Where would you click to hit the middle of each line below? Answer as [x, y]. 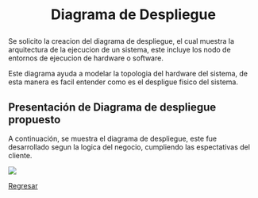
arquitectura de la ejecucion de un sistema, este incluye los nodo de [120, 50]
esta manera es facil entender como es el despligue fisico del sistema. [123, 82]
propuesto [35, 120]
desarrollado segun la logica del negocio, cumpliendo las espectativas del [129, 147]
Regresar [23, 186]
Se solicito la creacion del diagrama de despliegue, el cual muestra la [121, 41]
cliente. [20, 155]
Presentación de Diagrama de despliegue [112, 107]
